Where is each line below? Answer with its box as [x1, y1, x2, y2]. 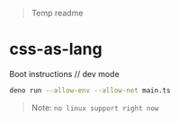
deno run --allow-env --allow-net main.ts [9, 85, 171, 95]
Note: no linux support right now [31, 102, 159, 113]
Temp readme [31, 8, 84, 18]
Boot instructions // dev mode [9, 68, 120, 79]
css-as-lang [9, 39, 103, 59]
